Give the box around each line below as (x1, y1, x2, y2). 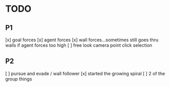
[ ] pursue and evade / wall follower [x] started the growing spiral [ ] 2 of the (5, 70, 165, 76)
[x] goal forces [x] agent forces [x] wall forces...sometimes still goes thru (5, 37, 159, 43)
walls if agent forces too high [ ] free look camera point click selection (5, 42, 152, 48)
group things (5, 76, 32, 82)
